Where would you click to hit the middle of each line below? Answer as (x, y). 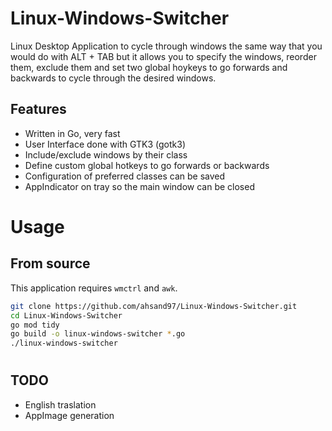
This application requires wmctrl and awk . (94, 288)
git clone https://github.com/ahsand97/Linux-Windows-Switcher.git (154, 306)
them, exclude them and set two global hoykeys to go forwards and (149, 67)
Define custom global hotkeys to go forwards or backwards (147, 165)
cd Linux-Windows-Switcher (66, 315)
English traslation (60, 404)
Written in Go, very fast (72, 133)
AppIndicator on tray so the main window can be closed (139, 186)
